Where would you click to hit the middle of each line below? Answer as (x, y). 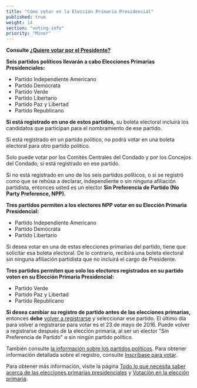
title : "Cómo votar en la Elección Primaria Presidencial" (80, 11)
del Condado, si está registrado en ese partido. (63, 164)
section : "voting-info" (35, 28)
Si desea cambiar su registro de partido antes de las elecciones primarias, (98, 312)
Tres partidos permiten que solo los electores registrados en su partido (95, 271)
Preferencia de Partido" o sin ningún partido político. (70, 337)
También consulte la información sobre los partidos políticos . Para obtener (96, 349)
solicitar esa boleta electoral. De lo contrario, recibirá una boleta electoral (95, 253)
